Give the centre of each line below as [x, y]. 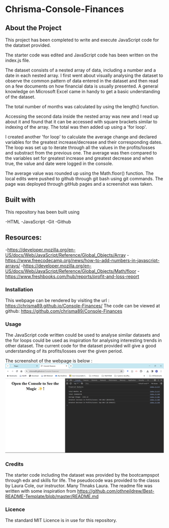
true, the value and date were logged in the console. [59, 164]
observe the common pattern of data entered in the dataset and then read [82, 81]
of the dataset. [20, 97]
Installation [19, 289]
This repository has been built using [42, 212]
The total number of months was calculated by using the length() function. [82, 106]
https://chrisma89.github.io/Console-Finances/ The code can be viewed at [82, 306]
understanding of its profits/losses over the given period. [64, 351]
